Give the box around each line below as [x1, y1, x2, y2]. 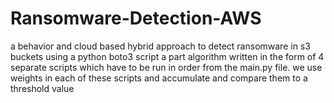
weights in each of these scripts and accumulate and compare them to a [10, 72, 308, 84]
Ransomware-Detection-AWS [10, 7, 262, 30]
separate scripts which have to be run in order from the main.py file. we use [10, 61, 323, 73]
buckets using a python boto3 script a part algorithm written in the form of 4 [10, 50, 325, 62]
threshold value [10, 82, 75, 94]
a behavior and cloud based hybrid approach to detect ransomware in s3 [10, 40, 311, 52]
